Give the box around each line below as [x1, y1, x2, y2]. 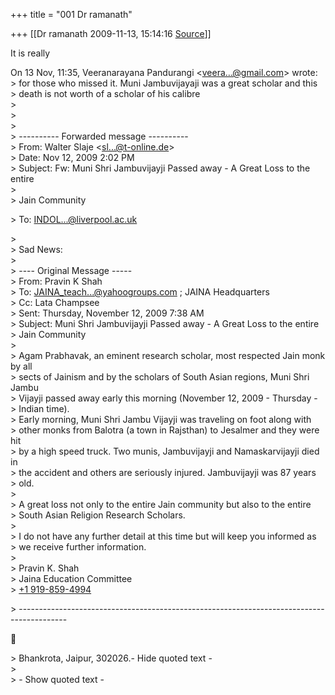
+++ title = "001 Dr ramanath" [10, 9, 133, 20]
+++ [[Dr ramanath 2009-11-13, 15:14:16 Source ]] [10, 28, 212, 39]
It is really [10, 47, 51, 59]
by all [10, 360, 33, 372]
